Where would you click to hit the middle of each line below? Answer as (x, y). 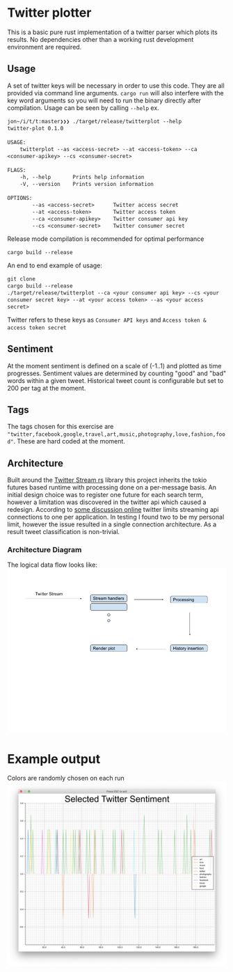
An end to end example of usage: (55, 265)
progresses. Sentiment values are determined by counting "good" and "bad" (117, 373)
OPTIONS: (20, 198)
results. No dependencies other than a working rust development (101, 39)
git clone (22, 279)
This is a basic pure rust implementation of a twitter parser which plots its (112, 32)
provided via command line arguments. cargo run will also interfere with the (115, 93)
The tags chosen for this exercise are (61, 427)
